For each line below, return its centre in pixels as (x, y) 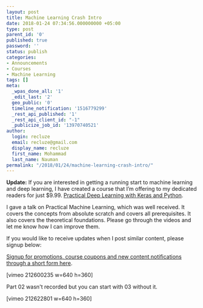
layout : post (23, 12)
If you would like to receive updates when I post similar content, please (95, 238)
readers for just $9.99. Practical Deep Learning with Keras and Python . (95, 195)
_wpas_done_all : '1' (38, 91)
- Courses (19, 69)
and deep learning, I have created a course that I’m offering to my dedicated (102, 189)
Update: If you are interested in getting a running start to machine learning (100, 182)
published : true (27, 40)
